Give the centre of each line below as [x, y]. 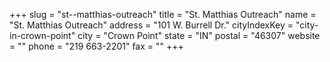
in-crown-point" [42, 35]
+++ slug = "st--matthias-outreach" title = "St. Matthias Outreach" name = [163, 14]
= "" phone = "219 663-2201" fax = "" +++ [96, 46]
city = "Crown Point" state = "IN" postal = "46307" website [199, 35]
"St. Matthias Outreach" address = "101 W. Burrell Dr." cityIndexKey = [151, 25]
